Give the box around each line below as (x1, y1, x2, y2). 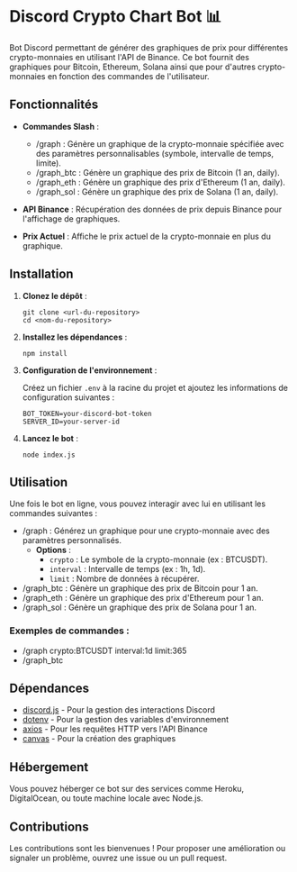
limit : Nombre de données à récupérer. (49, 573, 200, 585)
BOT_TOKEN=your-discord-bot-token (22, 409, 152, 418)
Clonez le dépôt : (22, 290, 87, 301)
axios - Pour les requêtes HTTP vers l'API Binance (22, 723, 209, 734)
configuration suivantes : (22, 392, 115, 403)
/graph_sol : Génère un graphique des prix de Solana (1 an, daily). (35, 186, 279, 197)
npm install (22, 349, 67, 358)
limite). (35, 158, 61, 168)
